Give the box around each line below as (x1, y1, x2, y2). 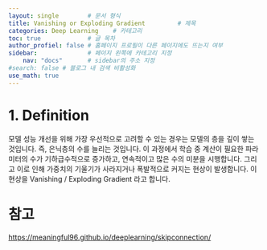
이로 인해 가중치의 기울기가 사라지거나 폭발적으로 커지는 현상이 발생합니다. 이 (16, 164, 257, 174)
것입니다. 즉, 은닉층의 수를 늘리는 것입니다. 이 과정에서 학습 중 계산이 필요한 (8, 144, 244, 154)
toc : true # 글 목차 (8, 34, 115, 43)
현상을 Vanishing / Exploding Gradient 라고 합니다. (8, 174, 170, 183)
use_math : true (8, 72, 60, 80)
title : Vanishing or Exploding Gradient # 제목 (8, 19, 196, 27)
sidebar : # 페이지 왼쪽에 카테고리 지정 (8, 49, 172, 57)
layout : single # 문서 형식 (8, 11, 121, 20)
